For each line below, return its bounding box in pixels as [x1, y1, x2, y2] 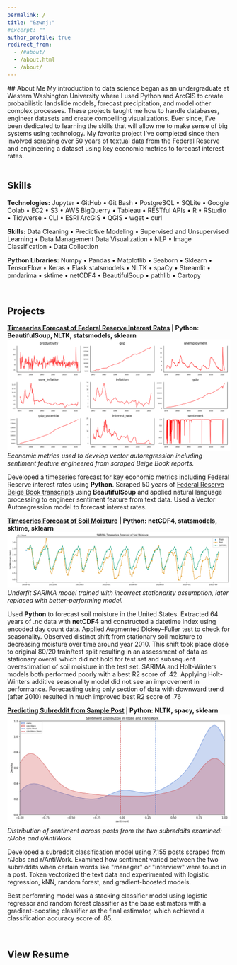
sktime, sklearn [7, 524, 54, 533]
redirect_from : [7, 41, 52, 49]
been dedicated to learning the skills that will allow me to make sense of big [7, 121, 228, 130]
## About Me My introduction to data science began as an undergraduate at [7, 83, 229, 92]
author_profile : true [7, 34, 71, 41]
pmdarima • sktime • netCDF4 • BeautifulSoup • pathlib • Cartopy [7, 271, 202, 279]
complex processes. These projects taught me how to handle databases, [7, 106, 219, 115]
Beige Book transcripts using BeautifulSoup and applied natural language [7, 488, 223, 497]
